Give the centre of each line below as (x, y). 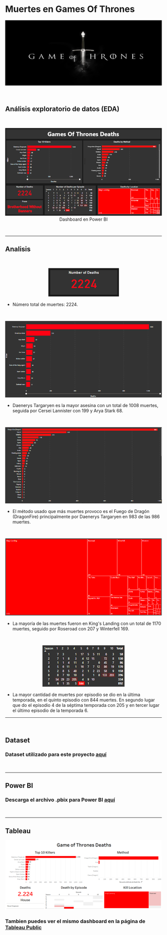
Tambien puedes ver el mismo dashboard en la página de (75, 922)
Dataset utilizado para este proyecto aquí (56, 755)
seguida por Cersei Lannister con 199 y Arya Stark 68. (68, 411)
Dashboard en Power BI (83, 219)
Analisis (18, 249)
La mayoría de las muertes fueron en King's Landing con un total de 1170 (87, 623)
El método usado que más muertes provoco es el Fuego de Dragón (81, 511)
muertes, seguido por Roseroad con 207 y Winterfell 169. (71, 629)
